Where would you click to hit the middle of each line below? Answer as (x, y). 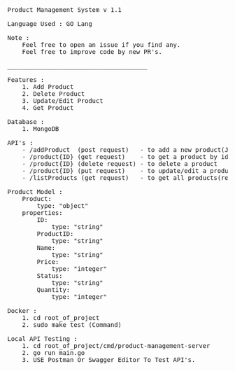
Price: (48, 262)
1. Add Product (48, 87)
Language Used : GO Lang (50, 24)
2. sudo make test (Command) (72, 325)
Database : (26, 122)
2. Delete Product (54, 94)
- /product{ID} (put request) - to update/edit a (114, 171)
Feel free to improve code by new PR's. (92, 52)
